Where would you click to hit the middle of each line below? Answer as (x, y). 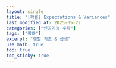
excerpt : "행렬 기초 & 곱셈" (39, 39)
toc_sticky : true (28, 56)
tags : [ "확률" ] (24, 34)
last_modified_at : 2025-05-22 (44, 22)
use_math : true (25, 45)
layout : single (25, 12)
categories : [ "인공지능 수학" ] (41, 28)
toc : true (18, 50)
